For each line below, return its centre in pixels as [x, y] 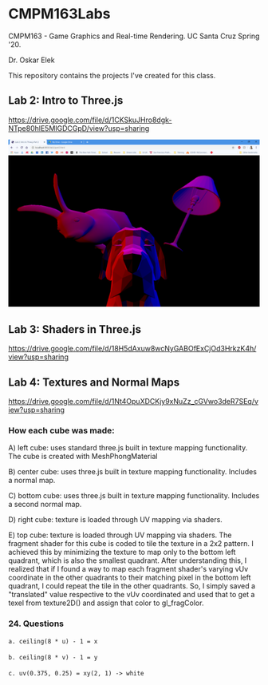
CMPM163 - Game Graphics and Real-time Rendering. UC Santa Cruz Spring [134, 36]
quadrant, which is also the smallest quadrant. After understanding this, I [128, 560]
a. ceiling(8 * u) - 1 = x [53, 641]
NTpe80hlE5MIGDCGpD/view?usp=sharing [79, 128]
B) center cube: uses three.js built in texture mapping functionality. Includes [133, 472]
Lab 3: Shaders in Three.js [75, 329]
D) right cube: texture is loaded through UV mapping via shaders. [116, 520]
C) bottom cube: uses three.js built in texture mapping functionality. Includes [134, 496]
